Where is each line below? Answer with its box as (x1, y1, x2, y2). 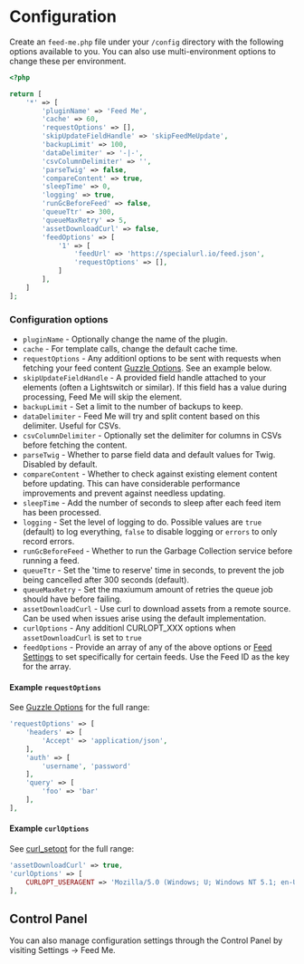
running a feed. (22, 554, 80, 565)
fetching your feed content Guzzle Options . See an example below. (22, 362, 272, 373)
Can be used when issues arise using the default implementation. (22, 612, 267, 623)
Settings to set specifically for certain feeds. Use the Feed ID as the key (22, 651, 290, 662)
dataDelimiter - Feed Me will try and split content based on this (22, 410, 261, 421)
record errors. (22, 535, 75, 546)
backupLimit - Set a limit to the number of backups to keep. (22, 400, 243, 411)
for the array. (22, 660, 71, 671)
